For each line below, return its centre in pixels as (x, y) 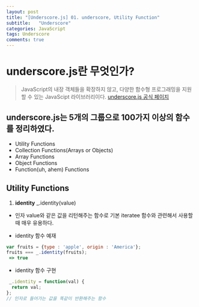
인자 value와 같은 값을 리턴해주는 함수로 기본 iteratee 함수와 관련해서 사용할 (104, 215)
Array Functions (35, 157)
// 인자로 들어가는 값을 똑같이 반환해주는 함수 (56, 299)
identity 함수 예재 (35, 235)
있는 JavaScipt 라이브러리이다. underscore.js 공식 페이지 (102, 96)
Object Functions (36, 163)
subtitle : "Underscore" (38, 23)
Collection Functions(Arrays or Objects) (64, 150)
